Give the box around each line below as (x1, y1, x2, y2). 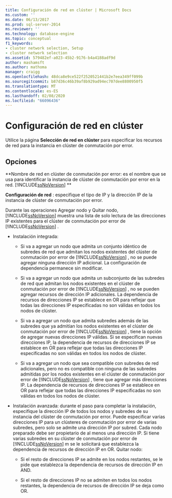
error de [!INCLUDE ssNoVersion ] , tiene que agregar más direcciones (20, 377, 167, 382)
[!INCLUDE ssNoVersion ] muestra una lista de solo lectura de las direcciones (5, 213, 166, 218)
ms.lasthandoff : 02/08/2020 (5, 93, 66, 98)
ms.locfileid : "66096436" (5, 98, 60, 103)
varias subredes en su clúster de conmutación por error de (12, 435, 137, 441)
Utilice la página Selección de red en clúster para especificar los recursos (5, 137, 162, 143)
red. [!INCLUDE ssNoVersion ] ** (5, 182, 72, 188)
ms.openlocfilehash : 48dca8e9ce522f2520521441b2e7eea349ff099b (5, 74, 143, 79)
